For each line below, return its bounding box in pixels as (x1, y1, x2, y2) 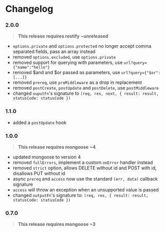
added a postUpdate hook (12, 119, 67, 126)
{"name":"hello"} (12, 65, 50, 70)
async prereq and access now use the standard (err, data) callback (12, 176, 158, 182)
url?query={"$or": (121, 70, 161, 76)
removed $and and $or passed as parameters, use (12, 69, 120, 76)
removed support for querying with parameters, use (12, 60, 123, 66)
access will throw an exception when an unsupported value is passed (12, 187, 159, 193)
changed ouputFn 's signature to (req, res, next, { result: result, (12, 91, 159, 97)
